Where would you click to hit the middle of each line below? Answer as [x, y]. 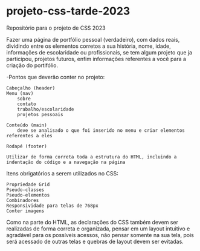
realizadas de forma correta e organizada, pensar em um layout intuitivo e [98, 229]
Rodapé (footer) [27, 146]
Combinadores [23, 200]
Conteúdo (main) [27, 125]
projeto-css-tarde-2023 [68, 11]
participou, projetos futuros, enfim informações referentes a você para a [96, 59]
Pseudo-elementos [28, 195]
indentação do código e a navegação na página [66, 162]
